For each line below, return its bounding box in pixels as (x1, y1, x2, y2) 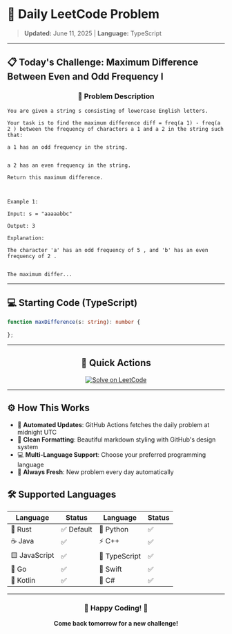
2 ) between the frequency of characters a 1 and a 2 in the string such (7, 125, 224, 132)
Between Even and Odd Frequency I (7, 71, 164, 82)
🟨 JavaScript (10, 550, 55, 560)
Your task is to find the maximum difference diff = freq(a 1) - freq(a (7, 119, 221, 127)
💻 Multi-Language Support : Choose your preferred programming (17, 450, 206, 459)
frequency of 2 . (7, 253, 57, 260)
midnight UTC (17, 428, 57, 436)
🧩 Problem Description (77, 91, 155, 101)
